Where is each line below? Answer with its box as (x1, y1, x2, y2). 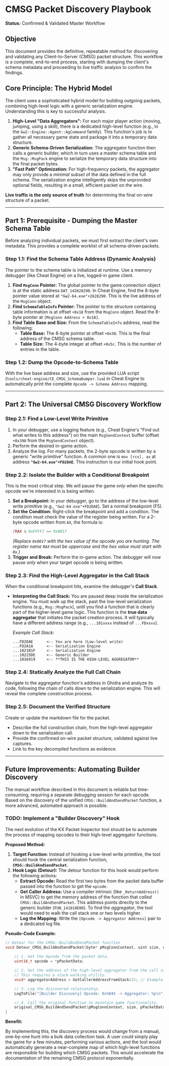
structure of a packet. (5, 197, 50, 203)
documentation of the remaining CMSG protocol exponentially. (5, 1055, 135, 1061)
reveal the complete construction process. (5, 691, 93, 697)
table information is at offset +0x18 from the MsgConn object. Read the (12, 308, 154, 315)
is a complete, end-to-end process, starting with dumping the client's (5, 59, 149, 65)
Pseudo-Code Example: (5, 930, 56, 936)
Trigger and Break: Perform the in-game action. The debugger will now (12, 554, 161, 560)
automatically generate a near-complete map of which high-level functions (5, 1044, 160, 1050)
